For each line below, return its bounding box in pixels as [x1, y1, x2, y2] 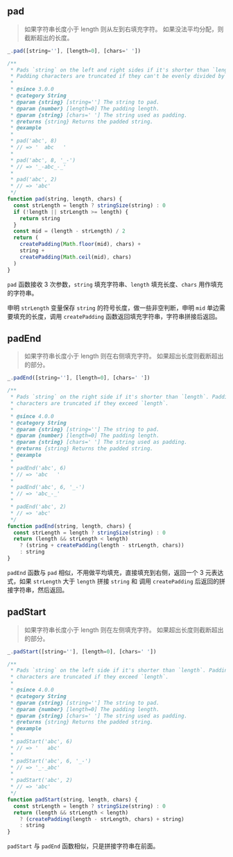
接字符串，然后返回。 [7, 585, 68, 594]
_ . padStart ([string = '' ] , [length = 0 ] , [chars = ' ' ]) [7, 648, 157, 655]
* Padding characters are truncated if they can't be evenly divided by [10, 73, 225, 80]
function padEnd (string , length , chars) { [7, 522, 132, 530]
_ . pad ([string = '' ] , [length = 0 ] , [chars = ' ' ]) [7, 47, 141, 54]
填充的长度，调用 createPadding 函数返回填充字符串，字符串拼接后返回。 [12, 312, 221, 320]
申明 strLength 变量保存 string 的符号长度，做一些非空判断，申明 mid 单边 [7, 303, 220, 312]
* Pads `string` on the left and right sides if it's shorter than [10, 66, 209, 74]
